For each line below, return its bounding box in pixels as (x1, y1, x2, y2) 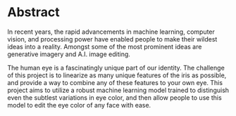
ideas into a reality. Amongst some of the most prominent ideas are (7, 42, 202, 51)
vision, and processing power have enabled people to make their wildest (7, 34, 218, 43)
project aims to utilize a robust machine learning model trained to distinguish (7, 86, 230, 94)
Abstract (7, 4, 60, 20)
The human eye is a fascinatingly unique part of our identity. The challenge (7, 63, 225, 72)
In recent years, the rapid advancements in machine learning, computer (7, 27, 215, 36)
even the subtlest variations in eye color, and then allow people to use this (7, 93, 222, 102)
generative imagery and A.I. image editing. (7, 50, 130, 58)
